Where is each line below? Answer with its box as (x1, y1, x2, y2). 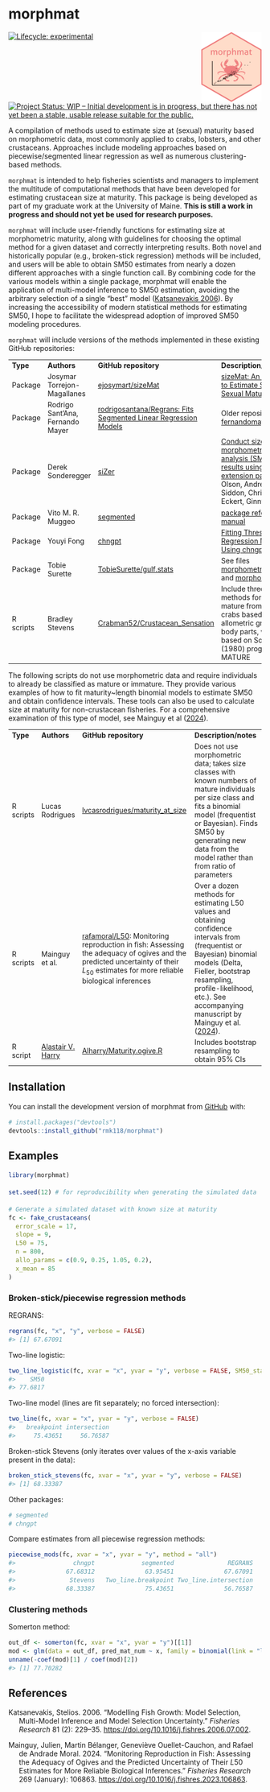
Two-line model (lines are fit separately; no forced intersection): (8, 1398, 219, 1408)
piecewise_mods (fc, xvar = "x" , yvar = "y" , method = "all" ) (8, 1550, 218, 1559)
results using (220, 462, 264, 472)
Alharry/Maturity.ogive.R (81, 1046, 163, 1055)
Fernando (47, 417, 80, 427)
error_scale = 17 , (15, 1222, 78, 1230)
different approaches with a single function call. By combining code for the (8, 267, 256, 278)
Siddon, (220, 488, 247, 498)
